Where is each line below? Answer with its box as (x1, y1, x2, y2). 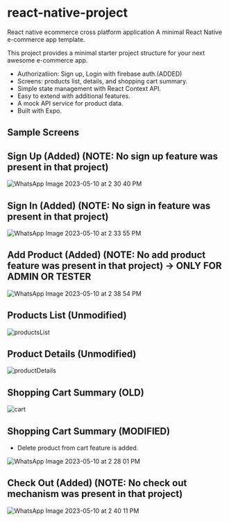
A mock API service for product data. (17, 99, 124, 107)
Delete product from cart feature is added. (17, 443, 139, 452)
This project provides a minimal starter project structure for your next (7, 49, 205, 57)
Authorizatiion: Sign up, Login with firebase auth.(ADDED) (17, 70, 183, 78)
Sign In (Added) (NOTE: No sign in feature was (7, 199, 211, 211)
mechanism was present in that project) (7, 488, 183, 500)
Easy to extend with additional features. (17, 92, 130, 100)
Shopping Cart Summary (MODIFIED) (7, 425, 171, 437)
